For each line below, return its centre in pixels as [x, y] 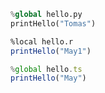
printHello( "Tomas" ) [53, 23]
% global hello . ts [46, 69]
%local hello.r [42, 41]
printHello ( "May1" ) [51, 51]
